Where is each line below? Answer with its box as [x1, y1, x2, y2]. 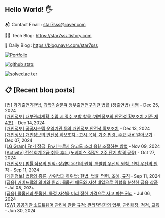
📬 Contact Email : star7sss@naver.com [5, 21, 86, 27]
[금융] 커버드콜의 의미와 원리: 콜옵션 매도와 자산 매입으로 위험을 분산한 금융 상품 [5, 179, 158, 185]
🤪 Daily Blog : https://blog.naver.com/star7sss [5, 42, 98, 48]
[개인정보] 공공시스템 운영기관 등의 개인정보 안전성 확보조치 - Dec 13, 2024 [5, 125, 150, 131]
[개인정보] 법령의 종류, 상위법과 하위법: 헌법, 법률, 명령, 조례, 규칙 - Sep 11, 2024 [5, 173, 160, 179]
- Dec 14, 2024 [14, 119, 45, 125]
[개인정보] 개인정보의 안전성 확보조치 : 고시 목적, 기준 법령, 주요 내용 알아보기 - [5, 131, 156, 138]
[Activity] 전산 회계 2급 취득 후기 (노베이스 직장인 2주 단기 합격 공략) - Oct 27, [5, 149, 155, 155]
